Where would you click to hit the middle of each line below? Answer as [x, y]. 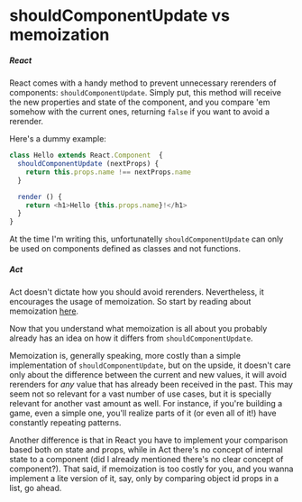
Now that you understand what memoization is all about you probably [138, 329]
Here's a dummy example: [58, 139]
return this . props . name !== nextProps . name [109, 172]
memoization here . [44, 311]
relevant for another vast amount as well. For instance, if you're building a [146, 404]
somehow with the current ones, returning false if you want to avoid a [140, 112]
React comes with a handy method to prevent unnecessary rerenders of [143, 83]
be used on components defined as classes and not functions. [125, 249]
